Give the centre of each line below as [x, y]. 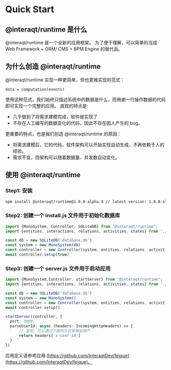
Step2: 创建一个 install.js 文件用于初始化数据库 [63, 216]
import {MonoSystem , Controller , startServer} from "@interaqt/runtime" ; [84, 279]
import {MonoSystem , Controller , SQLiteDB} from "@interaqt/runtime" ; [82, 226]
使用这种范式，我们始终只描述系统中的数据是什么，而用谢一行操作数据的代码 [85, 99]
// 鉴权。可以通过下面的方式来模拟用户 [54, 331]
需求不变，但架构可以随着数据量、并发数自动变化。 [66, 157]
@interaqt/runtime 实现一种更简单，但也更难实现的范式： [65, 79]
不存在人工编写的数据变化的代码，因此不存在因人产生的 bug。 [78, 123]
